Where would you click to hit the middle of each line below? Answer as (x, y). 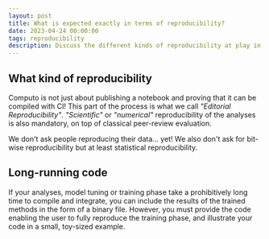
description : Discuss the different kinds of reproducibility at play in (135, 46)
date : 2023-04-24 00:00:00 (54, 31)
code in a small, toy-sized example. (67, 226)
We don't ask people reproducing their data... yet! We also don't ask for (127, 138)
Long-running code (58, 173)
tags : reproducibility (46, 38)
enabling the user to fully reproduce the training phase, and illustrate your (130, 217)
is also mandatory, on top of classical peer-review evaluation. (110, 123)
